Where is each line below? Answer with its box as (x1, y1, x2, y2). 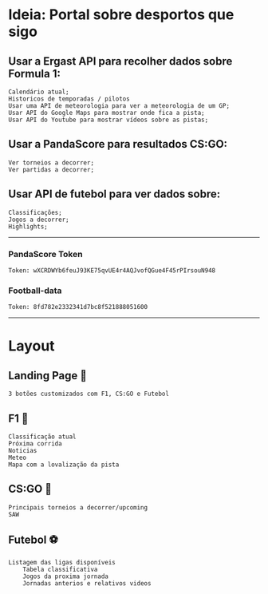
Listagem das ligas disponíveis (8, 558, 116, 566)
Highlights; (8, 222, 48, 231)
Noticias (8, 447, 37, 455)
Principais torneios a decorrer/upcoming (8, 503, 148, 512)
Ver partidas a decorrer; (8, 165, 94, 173)
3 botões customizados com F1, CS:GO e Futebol (8, 390, 170, 398)
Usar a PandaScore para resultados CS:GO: (8, 137, 228, 151)
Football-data (8, 285, 62, 296)
